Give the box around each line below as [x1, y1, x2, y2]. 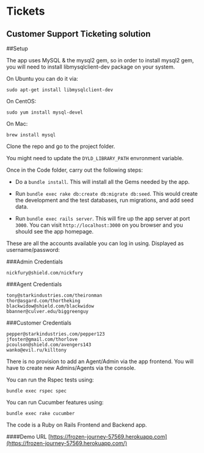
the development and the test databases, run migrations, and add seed [15, 197, 194, 204]
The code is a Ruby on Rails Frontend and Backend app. [6, 421, 147, 429]
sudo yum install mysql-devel [6, 109, 84, 116]
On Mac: [6, 120, 28, 127]
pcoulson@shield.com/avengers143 [6, 342, 92, 348]
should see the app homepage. [15, 228, 94, 235]
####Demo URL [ [6, 433, 51, 440]
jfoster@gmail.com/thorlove [6, 336, 78, 342]
